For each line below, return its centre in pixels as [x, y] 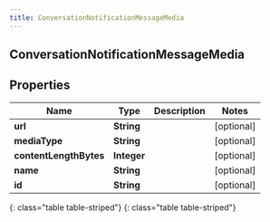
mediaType [39, 140]
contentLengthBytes [59, 155]
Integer [129, 155]
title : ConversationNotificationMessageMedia [96, 18]
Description [179, 111]
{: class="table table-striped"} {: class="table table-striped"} [123, 207]
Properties [40, 86]
